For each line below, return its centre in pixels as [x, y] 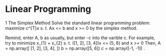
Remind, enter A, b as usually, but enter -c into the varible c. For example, [80, 38]
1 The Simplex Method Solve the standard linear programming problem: [78, 23]
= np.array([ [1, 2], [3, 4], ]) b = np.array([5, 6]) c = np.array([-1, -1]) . [75, 48]
